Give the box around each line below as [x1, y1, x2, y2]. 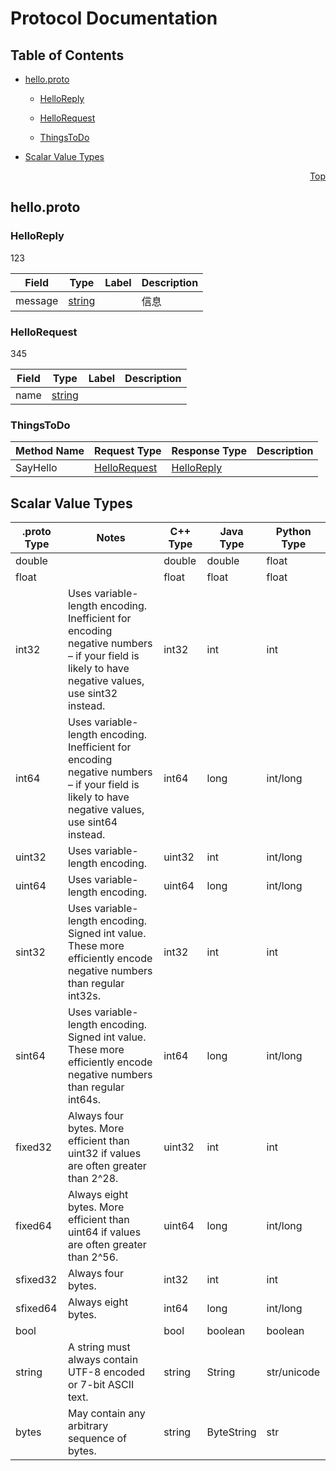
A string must [67, 1340, 131, 1354]
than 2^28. [67, 1172, 119, 1186]
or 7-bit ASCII [67, 1378, 135, 1392]
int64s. [67, 1093, 101, 1107]
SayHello [15, 461, 58, 475]
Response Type [171, 444, 247, 458]
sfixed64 [15, 1302, 58, 1316]
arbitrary [67, 1419, 109, 1433]
